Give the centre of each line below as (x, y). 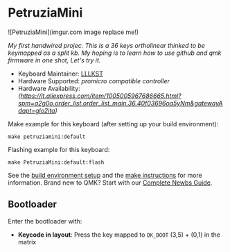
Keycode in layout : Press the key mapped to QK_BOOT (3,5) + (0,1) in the (119, 235)
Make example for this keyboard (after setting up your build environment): (113, 124)
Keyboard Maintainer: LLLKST (60, 74)
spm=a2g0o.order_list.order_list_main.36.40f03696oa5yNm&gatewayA (121, 103)
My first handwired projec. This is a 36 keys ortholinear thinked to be (106, 45)
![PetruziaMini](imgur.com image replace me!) (73, 32)
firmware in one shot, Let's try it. (54, 60)
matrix (27, 242)
